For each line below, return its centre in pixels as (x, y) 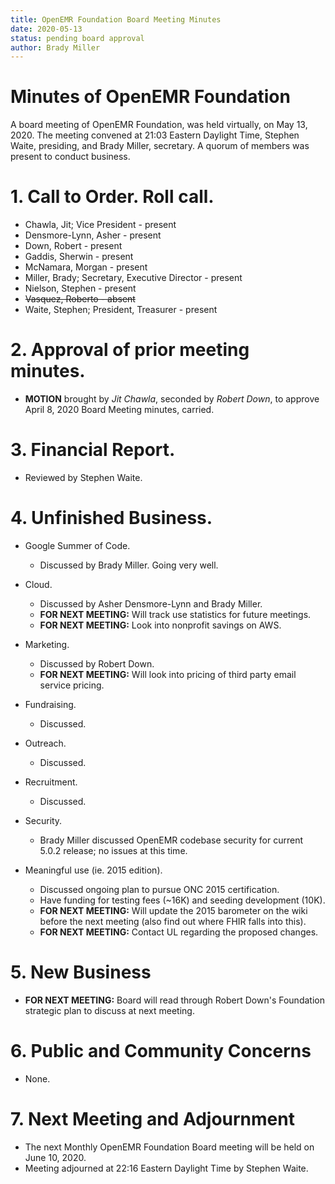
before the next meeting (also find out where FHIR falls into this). (173, 921)
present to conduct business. (70, 157)
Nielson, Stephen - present (80, 288)
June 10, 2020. (55, 1157)
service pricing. (72, 685)
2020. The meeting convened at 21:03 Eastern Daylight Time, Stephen (155, 135)
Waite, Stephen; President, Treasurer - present (121, 310)
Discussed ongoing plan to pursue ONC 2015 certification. (159, 889)
